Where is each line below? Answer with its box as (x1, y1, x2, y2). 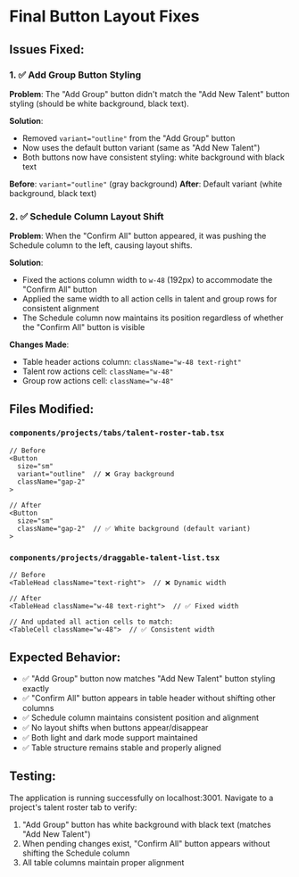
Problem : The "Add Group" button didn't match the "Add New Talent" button (9, 88, 290, 99)
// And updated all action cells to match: (9, 617, 174, 626)
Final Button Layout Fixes (9, 6, 200, 27)
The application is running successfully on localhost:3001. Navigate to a (9, 792, 274, 803)
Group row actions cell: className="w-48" (21, 376, 174, 386)
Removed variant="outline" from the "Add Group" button (21, 132, 236, 144)
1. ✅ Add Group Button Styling (9, 69, 141, 81)
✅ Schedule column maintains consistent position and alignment (21, 712, 260, 723)
